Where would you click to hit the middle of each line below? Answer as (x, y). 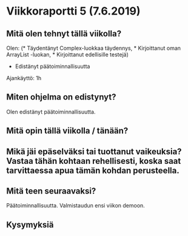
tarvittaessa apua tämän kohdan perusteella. (93, 170)
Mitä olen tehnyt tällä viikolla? (64, 34)
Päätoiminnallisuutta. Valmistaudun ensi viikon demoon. (76, 206)
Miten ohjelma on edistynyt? (61, 97)
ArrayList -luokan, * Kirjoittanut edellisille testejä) (67, 55)
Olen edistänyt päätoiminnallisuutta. (51, 112)
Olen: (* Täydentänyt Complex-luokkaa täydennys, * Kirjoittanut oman (93, 48)
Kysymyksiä (30, 225)
